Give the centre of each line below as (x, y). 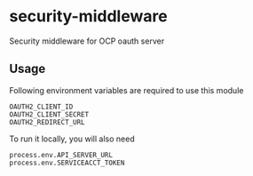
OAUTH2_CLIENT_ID (41, 107)
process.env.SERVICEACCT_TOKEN (67, 163)
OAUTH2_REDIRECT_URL (47, 122)
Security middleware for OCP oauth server (87, 41)
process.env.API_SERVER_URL (61, 155)
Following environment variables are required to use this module (126, 90)
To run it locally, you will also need (72, 139)
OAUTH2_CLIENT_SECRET (49, 114)
